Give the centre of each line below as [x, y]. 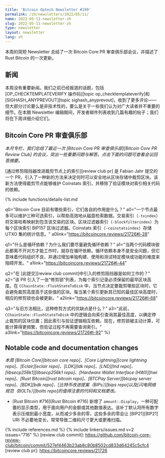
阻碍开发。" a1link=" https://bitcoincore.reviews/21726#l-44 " [66, 263]
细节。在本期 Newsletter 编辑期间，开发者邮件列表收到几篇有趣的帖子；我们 [82, 112]
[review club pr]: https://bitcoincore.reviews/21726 [56, 451]
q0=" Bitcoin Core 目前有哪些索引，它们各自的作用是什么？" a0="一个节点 [79, 209]
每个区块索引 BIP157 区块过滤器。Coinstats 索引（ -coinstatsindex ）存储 [79, 228]
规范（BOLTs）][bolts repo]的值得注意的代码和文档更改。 [62, 391]
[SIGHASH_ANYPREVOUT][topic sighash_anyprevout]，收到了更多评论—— [81, 100]
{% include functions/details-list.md [41, 199]
